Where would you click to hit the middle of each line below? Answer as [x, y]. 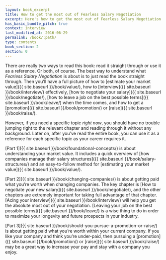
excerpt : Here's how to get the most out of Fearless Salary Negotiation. [84, 19]
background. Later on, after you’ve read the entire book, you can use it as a [83, 133]
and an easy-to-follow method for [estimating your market [90, 164]
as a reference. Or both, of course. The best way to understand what [76, 71]
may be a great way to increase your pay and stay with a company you [78, 247]
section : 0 [16, 51]
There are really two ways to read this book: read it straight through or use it [83, 66]
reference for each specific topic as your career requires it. [66, 138]
